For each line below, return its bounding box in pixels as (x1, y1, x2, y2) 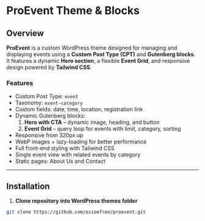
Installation (6, 181, 50, 191)
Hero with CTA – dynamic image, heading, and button (24, 118, 160, 126)
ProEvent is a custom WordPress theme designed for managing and (6, 44, 178, 51)
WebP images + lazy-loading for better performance (15, 138, 147, 145)
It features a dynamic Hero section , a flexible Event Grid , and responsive (6, 57, 190, 64)
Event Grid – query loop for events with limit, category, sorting (24, 125, 181, 132)
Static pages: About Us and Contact (15, 158, 106, 165)
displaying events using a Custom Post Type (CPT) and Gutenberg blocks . (6, 51, 196, 58)
